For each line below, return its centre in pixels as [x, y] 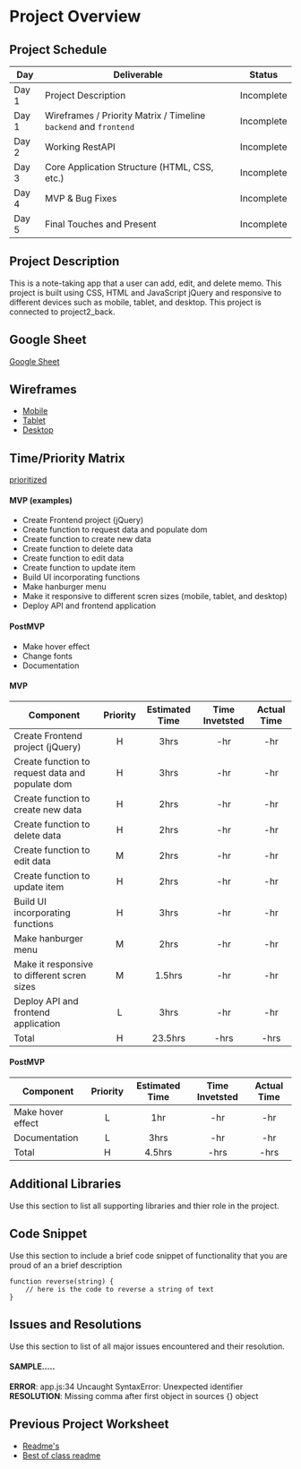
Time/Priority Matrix [67, 458]
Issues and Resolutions [75, 1324]
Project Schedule [58, 50]
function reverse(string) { [62, 1281]
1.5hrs [168, 975]
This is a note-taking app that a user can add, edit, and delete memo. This [146, 283]
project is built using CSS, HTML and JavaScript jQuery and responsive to [146, 292]
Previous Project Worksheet [89, 1425]
